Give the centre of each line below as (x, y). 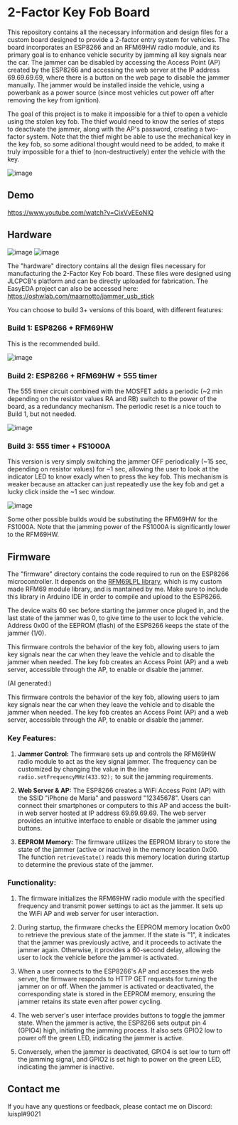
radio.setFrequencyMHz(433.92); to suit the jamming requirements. (115, 777)
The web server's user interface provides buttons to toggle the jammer (121, 1015)
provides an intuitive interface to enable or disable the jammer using (117, 820)
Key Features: (32, 738)
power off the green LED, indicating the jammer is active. (101, 1038)
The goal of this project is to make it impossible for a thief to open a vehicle (118, 114)
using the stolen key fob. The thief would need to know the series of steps (116, 121)
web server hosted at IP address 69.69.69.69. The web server (115, 813)
